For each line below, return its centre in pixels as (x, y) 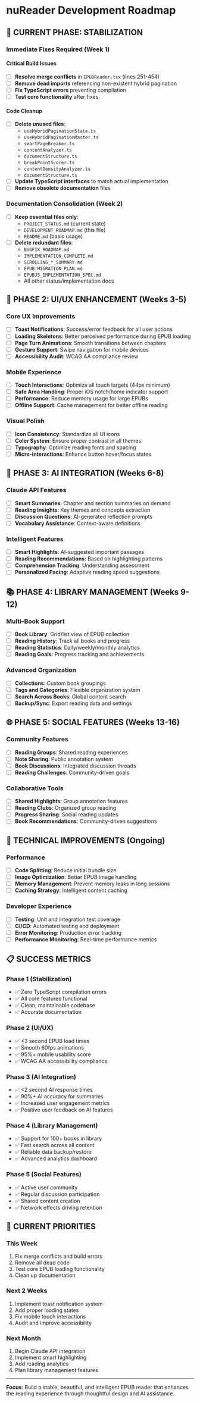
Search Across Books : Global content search (70, 696)
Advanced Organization (41, 670)
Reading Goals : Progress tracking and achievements (79, 654)
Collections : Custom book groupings (60, 683)
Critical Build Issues (31, 64)
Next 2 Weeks (27, 1291)
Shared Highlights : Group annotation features (71, 801)
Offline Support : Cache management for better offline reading (91, 405)
